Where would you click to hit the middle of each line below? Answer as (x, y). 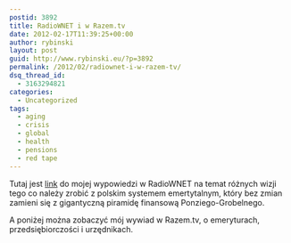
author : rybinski (42, 42)
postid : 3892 (33, 17)
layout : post (33, 51)
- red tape (37, 158)
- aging (32, 117)
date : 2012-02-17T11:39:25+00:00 (71, 34)
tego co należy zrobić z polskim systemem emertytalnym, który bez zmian (146, 193)
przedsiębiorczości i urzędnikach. (71, 229)
